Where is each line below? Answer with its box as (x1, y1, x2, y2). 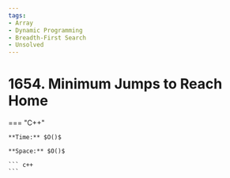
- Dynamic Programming (8, 26, 83, 34)
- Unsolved (8, 41, 44, 49)
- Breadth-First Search (8, 33, 87, 42)
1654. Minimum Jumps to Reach (8, 75, 223, 93)
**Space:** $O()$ (8, 147, 66, 155)
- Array (8, 19, 34, 27)
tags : (8, 11, 26, 20)
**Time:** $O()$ (8, 134, 62, 142)
